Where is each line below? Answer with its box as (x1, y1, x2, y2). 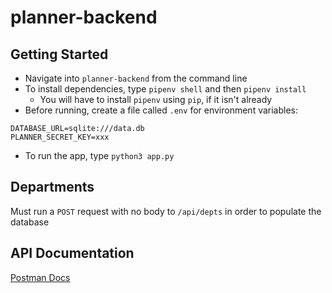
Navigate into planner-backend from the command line (24, 72, 248, 84)
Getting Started (10, 46, 109, 63)
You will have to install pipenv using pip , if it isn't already (39, 94, 273, 105)
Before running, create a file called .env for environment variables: (24, 104, 299, 116)
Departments (10, 179, 95, 196)
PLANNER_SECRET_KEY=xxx (10, 132, 110, 142)
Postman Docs (10, 271, 71, 283)
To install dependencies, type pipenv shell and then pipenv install (24, 83, 307, 95)
